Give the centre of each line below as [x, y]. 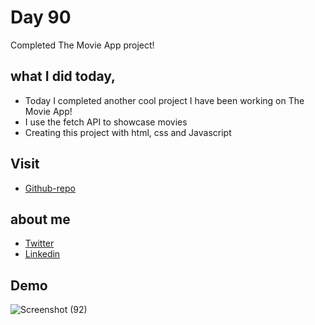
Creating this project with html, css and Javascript [128, 132]
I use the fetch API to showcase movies [106, 122]
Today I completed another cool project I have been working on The [164, 100]
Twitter [39, 243]
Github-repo [50, 188]
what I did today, [63, 76]
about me [40, 219]
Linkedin [42, 254]
